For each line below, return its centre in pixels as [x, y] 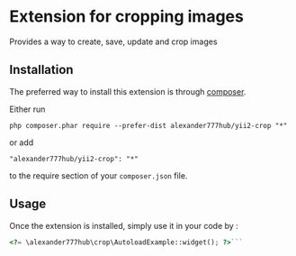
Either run [27, 109]
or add [22, 142]
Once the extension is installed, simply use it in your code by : [124, 225]
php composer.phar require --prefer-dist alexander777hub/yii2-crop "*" [148, 125]
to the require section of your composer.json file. [99, 175]
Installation [41, 70]
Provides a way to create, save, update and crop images [113, 41]
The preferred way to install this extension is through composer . [128, 91]
